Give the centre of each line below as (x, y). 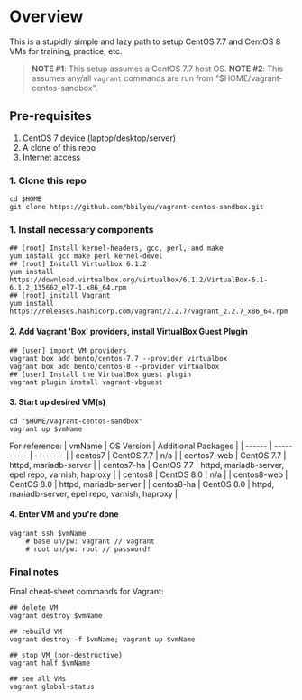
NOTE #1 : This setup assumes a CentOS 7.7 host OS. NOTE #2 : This (157, 69)
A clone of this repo (59, 147)
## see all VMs (38, 679)
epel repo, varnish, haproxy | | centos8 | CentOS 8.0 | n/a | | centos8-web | (149, 474)
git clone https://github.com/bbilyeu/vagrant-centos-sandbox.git (137, 207)
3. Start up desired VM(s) (58, 402)
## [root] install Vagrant (60, 296)
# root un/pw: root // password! (88, 549)
